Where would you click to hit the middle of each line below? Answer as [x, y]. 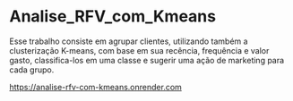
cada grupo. [32, 70]
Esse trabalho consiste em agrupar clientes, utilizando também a [129, 41]
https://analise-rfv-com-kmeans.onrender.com [95, 87]
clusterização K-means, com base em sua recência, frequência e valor [139, 50]
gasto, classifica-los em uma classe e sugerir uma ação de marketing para [147, 60]
